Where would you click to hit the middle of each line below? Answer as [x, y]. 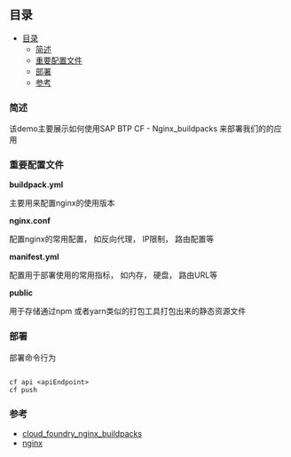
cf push [24, 390]
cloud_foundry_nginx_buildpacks [82, 433]
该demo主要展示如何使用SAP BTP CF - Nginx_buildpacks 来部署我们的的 [142, 129]
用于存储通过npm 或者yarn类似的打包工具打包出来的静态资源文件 [128, 311]
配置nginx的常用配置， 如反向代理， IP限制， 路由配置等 [112, 239]
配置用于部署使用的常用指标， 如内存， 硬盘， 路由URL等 [114, 275]
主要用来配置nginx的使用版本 [62, 203]
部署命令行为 [32, 358]
